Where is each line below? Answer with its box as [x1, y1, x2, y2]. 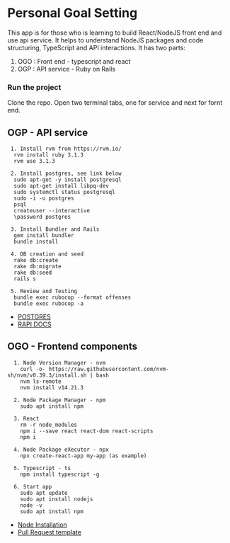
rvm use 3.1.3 [13, 158, 55, 165]
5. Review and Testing [10, 288, 78, 295]
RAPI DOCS [17, 320, 52, 328]
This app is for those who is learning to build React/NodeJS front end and [7, 28, 222, 37]
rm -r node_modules [20, 421, 78, 428]
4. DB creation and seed [10, 251, 84, 258]
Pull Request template [17, 527, 81, 536]
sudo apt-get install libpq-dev [13, 183, 110, 190]
